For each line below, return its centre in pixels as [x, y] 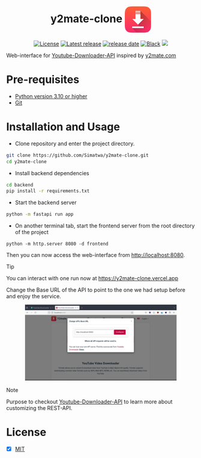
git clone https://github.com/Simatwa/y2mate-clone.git [77, 155]
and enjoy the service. [34, 297]
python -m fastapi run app [40, 214]
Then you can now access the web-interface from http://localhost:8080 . [96, 255]
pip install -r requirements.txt [48, 191]
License [26, 432]
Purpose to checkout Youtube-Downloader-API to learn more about [89, 402]
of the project [32, 232]
